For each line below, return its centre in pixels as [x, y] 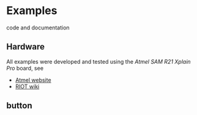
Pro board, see [25, 68]
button [19, 106]
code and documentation [38, 28]
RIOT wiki [27, 86]
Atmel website [33, 80]
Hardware [25, 47]
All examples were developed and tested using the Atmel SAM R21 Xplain [98, 61]
